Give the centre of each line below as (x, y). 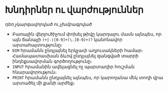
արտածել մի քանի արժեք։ (43, 83)
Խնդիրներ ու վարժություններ (74, 10)
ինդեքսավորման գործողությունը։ (52, 61)
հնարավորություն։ (34, 72)
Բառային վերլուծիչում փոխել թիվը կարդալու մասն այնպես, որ (87, 34)
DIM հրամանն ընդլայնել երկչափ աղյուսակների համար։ (78, 50)
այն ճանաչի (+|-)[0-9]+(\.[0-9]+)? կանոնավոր (67, 39)
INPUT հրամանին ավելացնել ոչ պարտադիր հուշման (73, 66)
